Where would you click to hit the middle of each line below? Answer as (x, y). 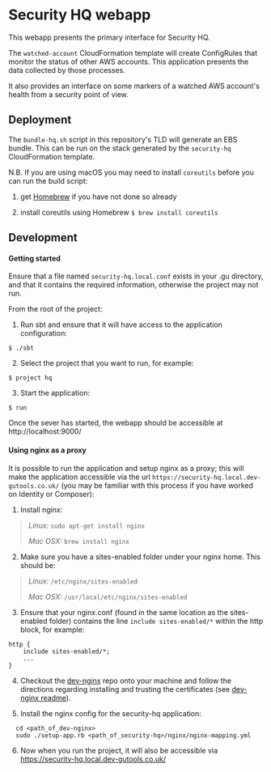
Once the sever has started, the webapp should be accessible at (116, 423)
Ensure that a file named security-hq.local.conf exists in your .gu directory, (136, 276)
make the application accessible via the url (80, 477)
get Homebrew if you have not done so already (98, 197)
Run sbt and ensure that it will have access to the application (121, 324)
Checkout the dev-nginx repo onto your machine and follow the (126, 681)
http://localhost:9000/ (45, 431)
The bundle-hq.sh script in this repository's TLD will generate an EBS (123, 139)
